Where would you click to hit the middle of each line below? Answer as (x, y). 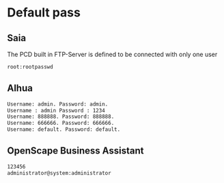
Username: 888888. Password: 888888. (61, 117)
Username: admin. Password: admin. (58, 104)
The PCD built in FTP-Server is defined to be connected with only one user (112, 54)
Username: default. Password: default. (64, 130)
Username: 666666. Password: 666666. (61, 123)
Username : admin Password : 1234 (56, 110)
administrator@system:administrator (59, 173)
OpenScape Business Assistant (75, 151)
